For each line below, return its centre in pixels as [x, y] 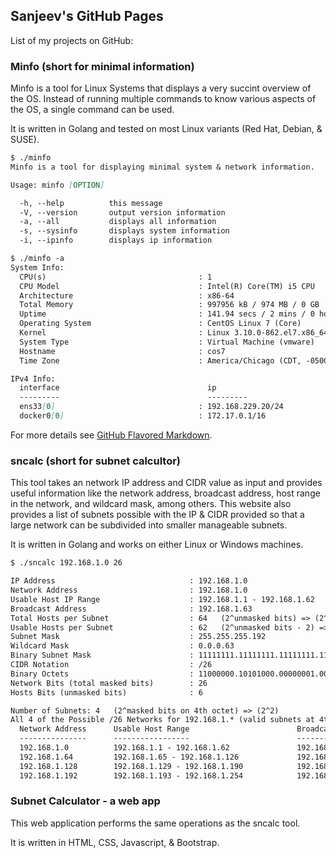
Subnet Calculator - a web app [85, 801]
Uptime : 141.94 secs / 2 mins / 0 [167, 314]
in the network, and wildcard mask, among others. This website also [151, 504]
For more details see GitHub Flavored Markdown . [111, 435]
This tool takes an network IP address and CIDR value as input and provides [166, 483]
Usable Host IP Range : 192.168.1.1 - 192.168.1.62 [162, 599]
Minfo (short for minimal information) [102, 66]
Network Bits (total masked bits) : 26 [109, 683]
